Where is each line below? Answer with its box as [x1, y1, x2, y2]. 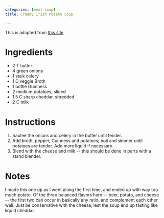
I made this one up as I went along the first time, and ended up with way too [5, 187, 158, 193]
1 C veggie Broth [12, 78, 46, 84]
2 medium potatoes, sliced [12, 89, 66, 95]
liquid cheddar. [5, 208, 35, 214]
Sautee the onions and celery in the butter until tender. [12, 133, 122, 139]
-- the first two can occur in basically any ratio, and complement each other [5, 197, 158, 203]
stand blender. [12, 153, 42, 159]
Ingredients [5, 47, 53, 58]
